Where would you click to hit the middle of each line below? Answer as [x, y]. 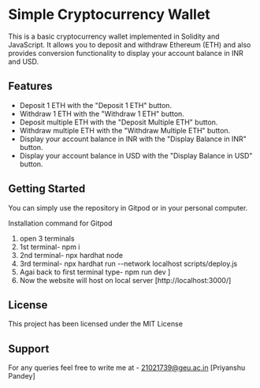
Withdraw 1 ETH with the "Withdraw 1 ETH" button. [102, 114]
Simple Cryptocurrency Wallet [109, 15]
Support [29, 349]
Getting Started [47, 189]
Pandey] [22, 376]
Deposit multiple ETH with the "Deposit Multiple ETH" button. [119, 122]
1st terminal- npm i [50, 247]
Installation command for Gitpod [60, 223]
